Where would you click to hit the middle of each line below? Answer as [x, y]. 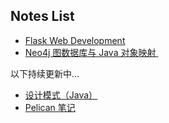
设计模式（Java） [61, 95]
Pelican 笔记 [50, 107]
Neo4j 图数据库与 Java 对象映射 [90, 52]
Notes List [42, 16]
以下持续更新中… [45, 73]
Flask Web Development [75, 40]
